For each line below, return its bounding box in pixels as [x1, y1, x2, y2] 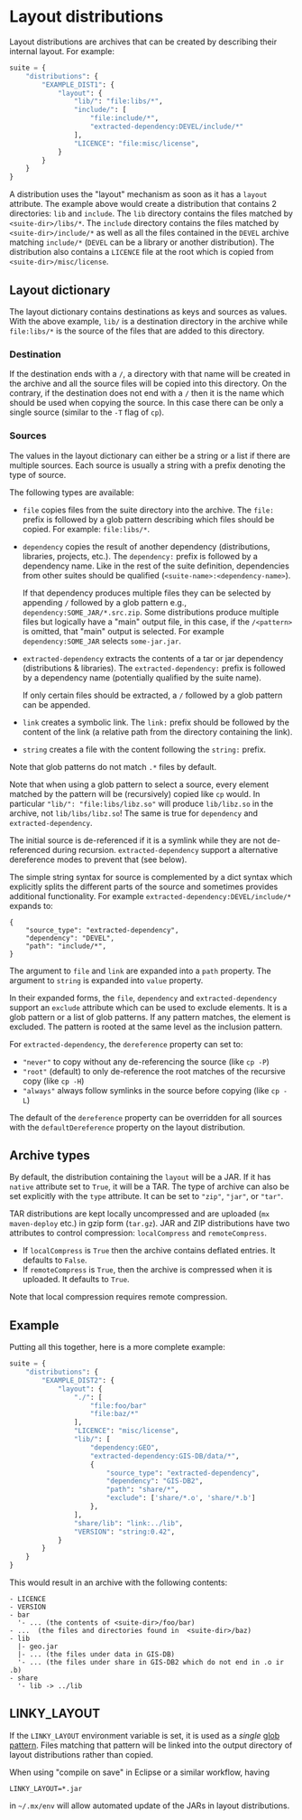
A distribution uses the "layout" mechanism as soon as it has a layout [9, 189, 268, 200]
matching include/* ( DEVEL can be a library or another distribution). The [9, 237, 275, 248]
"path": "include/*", [25, 942, 106, 951]
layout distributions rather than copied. [9, 1749, 153, 1759]
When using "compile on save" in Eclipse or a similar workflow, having [9, 1767, 270, 1778]
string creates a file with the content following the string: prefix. [22, 744, 267, 755]
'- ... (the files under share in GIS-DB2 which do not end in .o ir [17, 1658, 284, 1667]
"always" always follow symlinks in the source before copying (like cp [22, 1084, 279, 1095]
